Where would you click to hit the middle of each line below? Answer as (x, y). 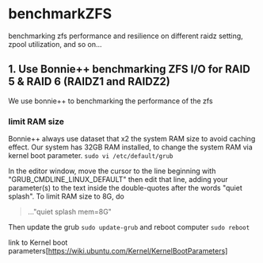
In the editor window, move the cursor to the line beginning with (112, 171)
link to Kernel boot (38, 242)
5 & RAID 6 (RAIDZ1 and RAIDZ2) (89, 81)
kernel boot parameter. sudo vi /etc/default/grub (91, 156)
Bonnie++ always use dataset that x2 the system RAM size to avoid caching (132, 139)
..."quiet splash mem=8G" (70, 212)
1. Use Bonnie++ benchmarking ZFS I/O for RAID (130, 70)
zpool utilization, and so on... (55, 44)
